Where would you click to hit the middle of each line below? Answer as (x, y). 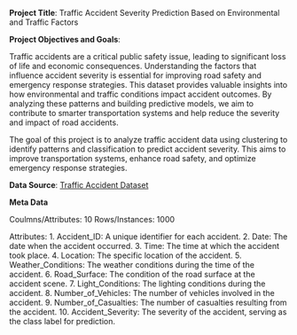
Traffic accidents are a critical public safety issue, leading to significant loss (148, 56)
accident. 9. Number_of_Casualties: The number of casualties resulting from (148, 302)
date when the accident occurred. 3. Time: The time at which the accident (145, 246)
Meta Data (29, 202)
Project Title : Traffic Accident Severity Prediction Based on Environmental (145, 13)
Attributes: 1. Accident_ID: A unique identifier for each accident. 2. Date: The (148, 237)
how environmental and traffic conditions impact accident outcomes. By (141, 94)
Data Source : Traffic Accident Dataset (79, 185)
